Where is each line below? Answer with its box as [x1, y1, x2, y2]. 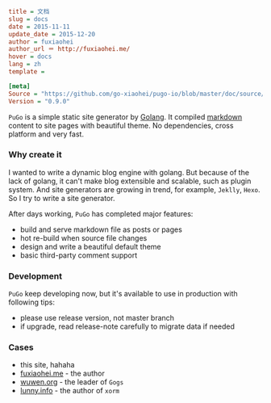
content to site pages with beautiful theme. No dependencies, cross [8, 120, 234, 130]
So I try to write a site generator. [8, 193, 115, 203]
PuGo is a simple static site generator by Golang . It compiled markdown [8, 111, 243, 121]
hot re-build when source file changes [19, 233, 148, 242]
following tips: [8, 297, 55, 307]
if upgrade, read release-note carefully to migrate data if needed [19, 321, 236, 331]
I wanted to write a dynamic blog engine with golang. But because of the [8, 167, 250, 177]
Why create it [8, 149, 62, 161]
